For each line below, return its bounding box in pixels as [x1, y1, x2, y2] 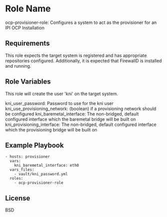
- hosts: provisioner [5, 154, 50, 159]
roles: [9, 176, 23, 181]
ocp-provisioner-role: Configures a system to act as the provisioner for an [5, 19, 157, 25]
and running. [5, 63, 31, 69]
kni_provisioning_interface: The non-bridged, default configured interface [5, 121, 157, 127]
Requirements [5, 39, 50, 48]
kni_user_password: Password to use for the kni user [5, 100, 114, 106]
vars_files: [9, 167, 35, 172]
